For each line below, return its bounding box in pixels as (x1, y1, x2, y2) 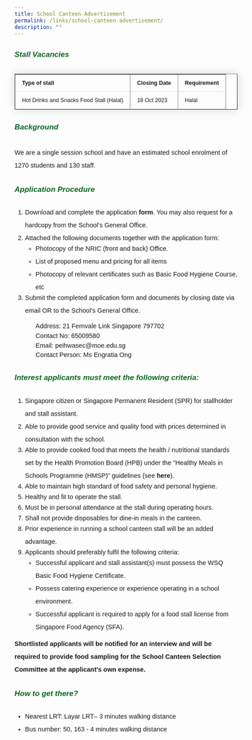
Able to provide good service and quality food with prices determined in (24, 422, 227, 431)
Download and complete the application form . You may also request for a (24, 208, 233, 217)
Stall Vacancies (14, 50, 69, 59)
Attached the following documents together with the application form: (24, 234, 219, 242)
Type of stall (22, 79, 55, 86)
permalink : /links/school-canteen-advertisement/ (14, 17, 164, 24)
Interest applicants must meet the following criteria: (14, 373, 200, 382)
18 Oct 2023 (137, 96, 168, 103)
